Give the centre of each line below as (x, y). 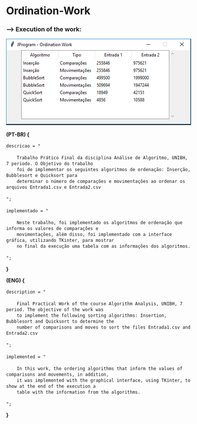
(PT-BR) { (18, 134)
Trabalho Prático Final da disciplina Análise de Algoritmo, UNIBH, (102, 158)
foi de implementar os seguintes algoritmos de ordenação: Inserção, (104, 170)
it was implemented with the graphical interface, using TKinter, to (104, 381)
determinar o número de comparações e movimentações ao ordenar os (101, 182)
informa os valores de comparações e (52, 229)
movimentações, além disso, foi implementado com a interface (94, 235)
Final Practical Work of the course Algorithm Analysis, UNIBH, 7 (100, 304)
